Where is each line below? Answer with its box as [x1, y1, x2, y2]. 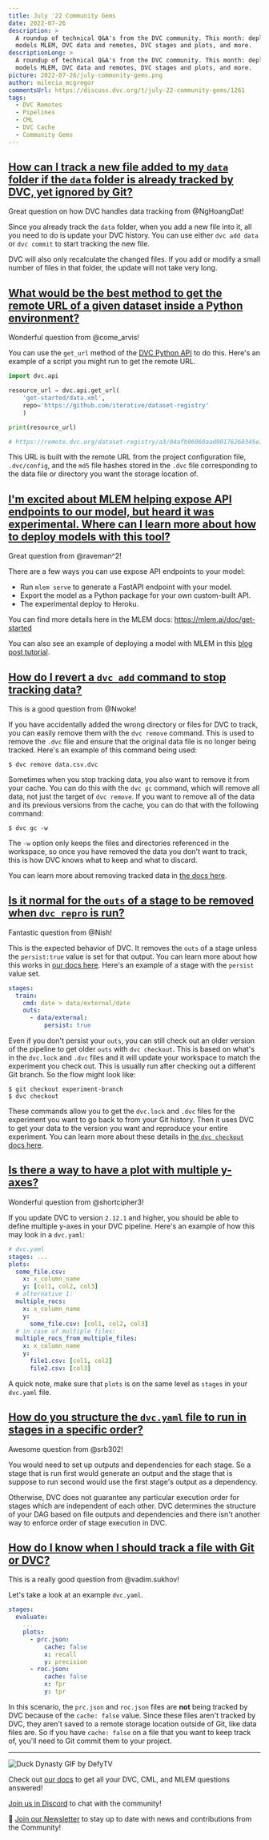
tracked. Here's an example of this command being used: [8, 745, 198, 755]
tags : [8, 94, 26, 102]
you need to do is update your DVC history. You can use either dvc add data [8, 231, 259, 240]
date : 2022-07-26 [8, 19, 66, 27]
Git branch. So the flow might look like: [8, 1070, 136, 1080]
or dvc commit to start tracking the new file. [8, 239, 151, 249]
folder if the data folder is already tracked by [8, 173, 234, 186]
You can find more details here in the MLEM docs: [8, 615, 173, 624]
